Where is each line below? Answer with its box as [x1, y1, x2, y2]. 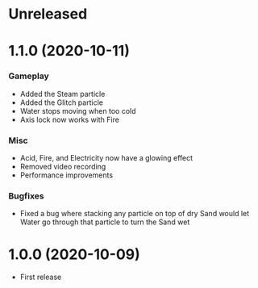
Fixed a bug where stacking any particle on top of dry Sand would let [19, 209, 250, 219]
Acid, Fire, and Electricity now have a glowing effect [19, 152, 193, 162]
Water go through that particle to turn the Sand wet [19, 217, 190, 227]
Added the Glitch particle [19, 98, 103, 107]
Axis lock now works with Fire [19, 115, 119, 124]
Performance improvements [19, 170, 114, 180]
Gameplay [8, 70, 50, 81]
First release [19, 272, 62, 282]
